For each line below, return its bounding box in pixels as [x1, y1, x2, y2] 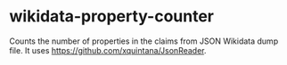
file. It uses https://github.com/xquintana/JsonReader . [9, 45, 207, 55]
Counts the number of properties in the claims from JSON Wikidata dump [9, 36, 279, 46]
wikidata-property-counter [9, 6, 214, 27]
